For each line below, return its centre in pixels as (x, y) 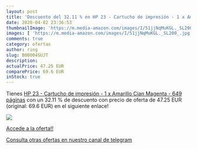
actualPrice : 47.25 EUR (35, 66)
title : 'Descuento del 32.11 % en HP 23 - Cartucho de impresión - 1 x (95, 17)
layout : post (22, 11)
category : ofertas (28, 45)
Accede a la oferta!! (30, 128)
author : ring (22, 50)
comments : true (25, 39)
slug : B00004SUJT (27, 55)
